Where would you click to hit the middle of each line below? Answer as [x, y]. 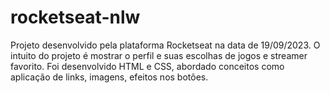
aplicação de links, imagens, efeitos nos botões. [109, 77]
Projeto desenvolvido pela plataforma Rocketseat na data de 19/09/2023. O [165, 45]
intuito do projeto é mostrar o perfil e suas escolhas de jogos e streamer [159, 55]
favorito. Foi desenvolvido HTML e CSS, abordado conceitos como [147, 66]
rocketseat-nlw [75, 17]
